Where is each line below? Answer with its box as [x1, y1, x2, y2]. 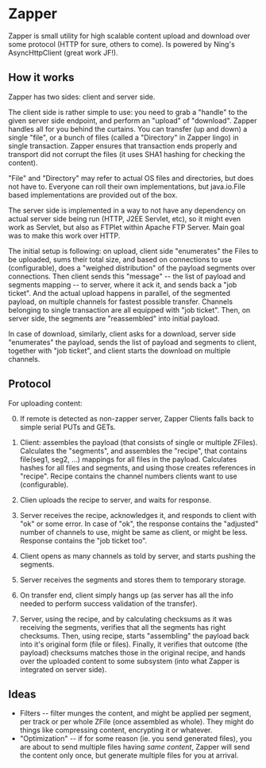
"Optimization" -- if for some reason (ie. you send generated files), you [19, 734, 253, 743]
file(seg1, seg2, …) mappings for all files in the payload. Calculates [19, 454, 237, 464]
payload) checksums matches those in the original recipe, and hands [19, 647, 246, 657]
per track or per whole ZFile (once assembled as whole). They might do [19, 717, 254, 727]
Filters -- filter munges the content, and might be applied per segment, [19, 708, 252, 718]
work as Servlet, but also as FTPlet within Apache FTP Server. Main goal [8, 222, 245, 232]
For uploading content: [8, 398, 83, 408]
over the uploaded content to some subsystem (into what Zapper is [19, 656, 241, 666]
